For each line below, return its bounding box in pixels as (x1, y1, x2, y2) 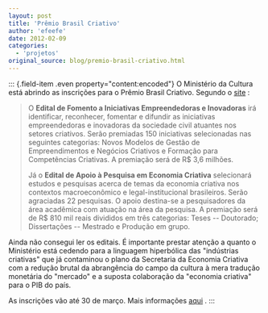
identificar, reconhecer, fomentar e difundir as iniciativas (27, 111, 216, 121)
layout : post (8, 11, 52, 20)
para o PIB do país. (8, 280, 72, 290)
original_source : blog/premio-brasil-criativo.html (8, 57, 185, 65)
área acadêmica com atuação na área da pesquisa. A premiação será (27, 204, 258, 214)
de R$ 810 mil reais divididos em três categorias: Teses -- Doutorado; (27, 213, 259, 223)
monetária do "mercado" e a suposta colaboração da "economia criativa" (8, 271, 252, 281)
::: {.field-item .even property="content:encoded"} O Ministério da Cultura (8, 78, 254, 89)
